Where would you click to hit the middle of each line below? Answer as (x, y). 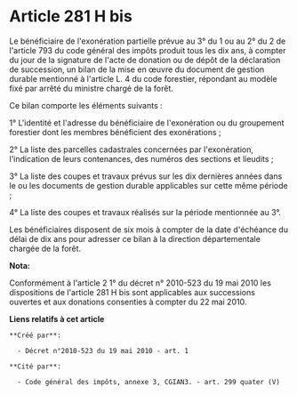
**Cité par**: (36, 367)
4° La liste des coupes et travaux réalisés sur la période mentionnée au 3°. (145, 212)
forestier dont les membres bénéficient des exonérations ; (115, 132)
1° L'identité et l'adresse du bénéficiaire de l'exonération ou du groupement (147, 123)
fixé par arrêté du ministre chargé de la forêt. (91, 88)
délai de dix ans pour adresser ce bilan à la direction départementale (135, 238)
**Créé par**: (36, 335)
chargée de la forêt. (45, 248)
